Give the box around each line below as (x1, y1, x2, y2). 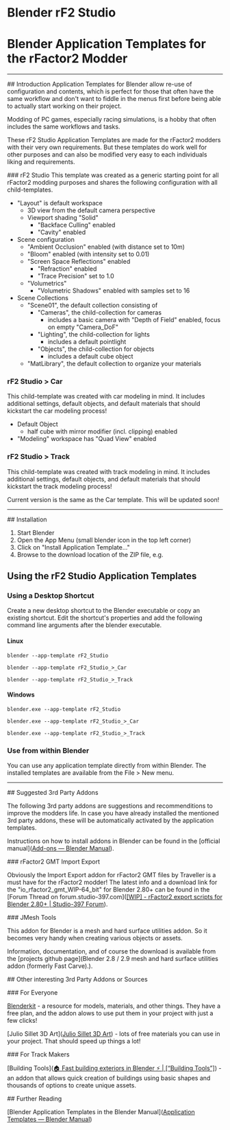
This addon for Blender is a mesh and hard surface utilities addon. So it (7, 927, 207, 935)
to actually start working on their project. (7, 102, 122, 111)
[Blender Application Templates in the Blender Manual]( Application (7, 1108, 195, 1116)
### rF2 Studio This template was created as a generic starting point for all (7, 171, 219, 179)
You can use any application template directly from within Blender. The (7, 761, 207, 770)
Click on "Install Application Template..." (16, 543, 130, 551)
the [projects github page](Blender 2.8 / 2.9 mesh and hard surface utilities (7, 955, 219, 963)
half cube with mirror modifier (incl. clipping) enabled (27, 427, 178, 436)
